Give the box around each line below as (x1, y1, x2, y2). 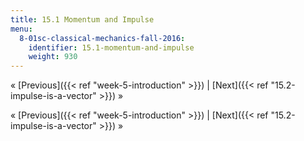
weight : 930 (28, 52, 78, 62)
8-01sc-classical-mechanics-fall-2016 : (19, 33, 186, 43)
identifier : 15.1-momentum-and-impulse (28, 42, 195, 53)
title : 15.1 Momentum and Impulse (10, 14, 155, 25)
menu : (10, 24, 33, 34)
